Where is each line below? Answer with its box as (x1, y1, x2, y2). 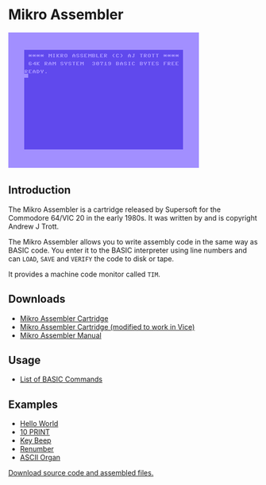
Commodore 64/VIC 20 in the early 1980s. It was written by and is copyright (8, 213, 258, 222)
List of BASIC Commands (19, 374, 103, 384)
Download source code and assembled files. (8, 468, 154, 478)
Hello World (19, 419, 59, 428)
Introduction (8, 183, 71, 197)
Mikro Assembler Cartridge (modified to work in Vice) (19, 322, 195, 331)
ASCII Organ (19, 452, 61, 463)
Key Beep (19, 436, 52, 445)
